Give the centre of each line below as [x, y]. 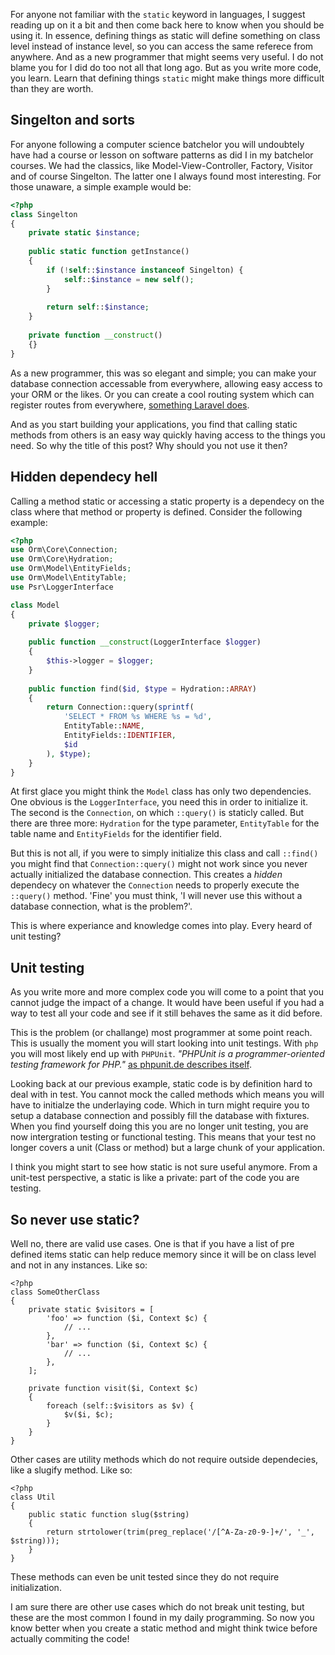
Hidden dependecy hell [84, 477]
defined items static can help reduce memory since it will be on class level [163, 1254]
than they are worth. [52, 88]
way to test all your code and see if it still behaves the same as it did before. [166, 1013]
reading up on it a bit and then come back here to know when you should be [167, 25]
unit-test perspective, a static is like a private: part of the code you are [155, 1178]
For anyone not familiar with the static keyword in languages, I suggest [158, 14]
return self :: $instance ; [98, 307]
